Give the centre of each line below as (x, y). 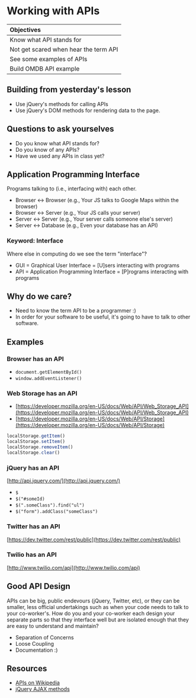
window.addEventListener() (49, 379)
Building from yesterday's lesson (69, 90)
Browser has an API (35, 359)
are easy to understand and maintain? (53, 626)
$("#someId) (30, 499)
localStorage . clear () (33, 453)
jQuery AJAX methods (42, 689)
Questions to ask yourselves (60, 129)
